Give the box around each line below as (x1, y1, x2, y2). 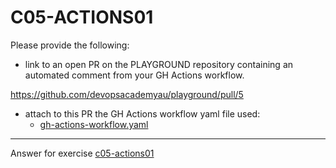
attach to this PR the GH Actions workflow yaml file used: (24, 107, 261, 120)
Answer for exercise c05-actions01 (10, 147, 155, 159)
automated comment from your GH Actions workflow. (24, 69, 245, 81)
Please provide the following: (10, 39, 130, 51)
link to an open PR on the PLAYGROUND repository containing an (24, 58, 294, 70)
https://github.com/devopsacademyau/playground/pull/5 (10, 88, 244, 100)
